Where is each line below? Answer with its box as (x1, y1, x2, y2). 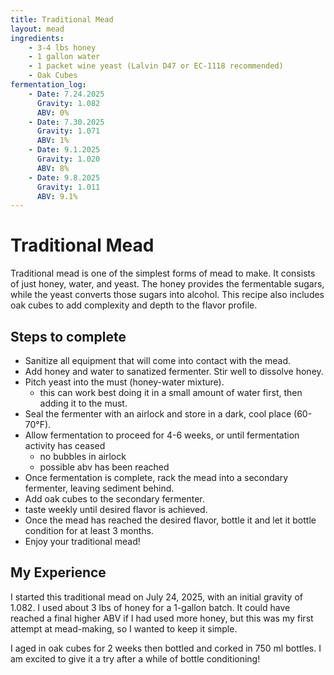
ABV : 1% (36, 136, 70, 146)
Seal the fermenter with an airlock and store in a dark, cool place (24, 408, 292, 420)
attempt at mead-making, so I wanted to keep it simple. (10, 622, 238, 635)
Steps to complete (10, 328, 127, 345)
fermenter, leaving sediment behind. (24, 482, 175, 494)
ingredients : (10, 33, 65, 43)
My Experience (10, 564, 107, 581)
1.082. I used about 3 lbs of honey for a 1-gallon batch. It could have (10, 601, 291, 613)
